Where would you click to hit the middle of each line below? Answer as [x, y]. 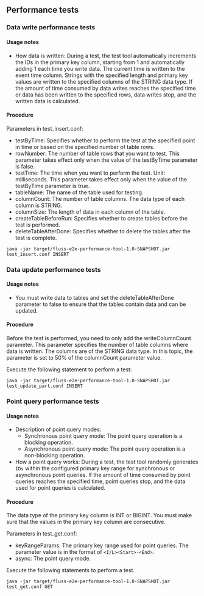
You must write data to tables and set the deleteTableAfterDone [95, 297]
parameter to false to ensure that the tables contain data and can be [100, 304]
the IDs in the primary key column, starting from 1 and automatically [100, 62]
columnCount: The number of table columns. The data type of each [100, 198]
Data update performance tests [54, 269]
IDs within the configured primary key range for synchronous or [95, 468]
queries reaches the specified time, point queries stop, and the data [100, 481]
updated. [26, 310]
